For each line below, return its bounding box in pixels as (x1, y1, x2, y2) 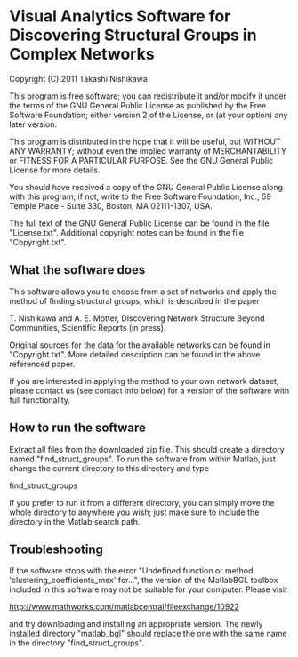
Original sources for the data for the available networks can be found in (9, 340, 271, 350)
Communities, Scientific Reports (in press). (9, 322, 166, 333)
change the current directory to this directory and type (9, 462, 209, 473)
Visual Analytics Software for (9, 6, 231, 27)
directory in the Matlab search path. (9, 516, 141, 526)
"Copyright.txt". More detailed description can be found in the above (9, 349, 261, 359)
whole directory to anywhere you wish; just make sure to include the (9, 507, 260, 517)
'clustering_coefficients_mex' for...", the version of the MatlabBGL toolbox (9, 575, 278, 586)
